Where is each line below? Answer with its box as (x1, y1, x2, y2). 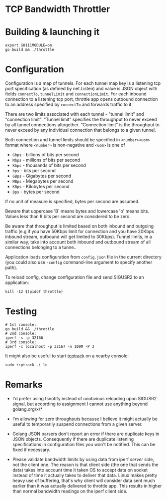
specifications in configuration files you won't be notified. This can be (12, 441, 156, 447)
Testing (5, 306, 37, 317)
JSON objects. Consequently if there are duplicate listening (12, 436, 134, 442)
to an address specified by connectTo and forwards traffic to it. (5, 101, 133, 108)
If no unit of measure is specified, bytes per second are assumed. (5, 199, 140, 205)
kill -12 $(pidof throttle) (5, 289, 64, 294)
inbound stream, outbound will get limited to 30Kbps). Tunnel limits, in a (5, 234, 153, 240)
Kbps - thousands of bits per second (12, 162, 86, 168)
